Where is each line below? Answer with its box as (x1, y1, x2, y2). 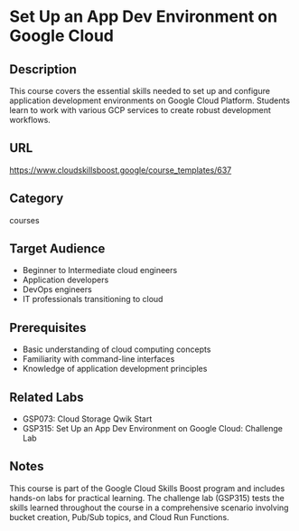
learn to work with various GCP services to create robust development (9, 105, 271, 115)
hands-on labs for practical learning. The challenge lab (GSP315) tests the (9, 492, 285, 503)
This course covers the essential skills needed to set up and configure (9, 86, 271, 96)
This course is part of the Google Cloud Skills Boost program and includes (9, 482, 285, 494)
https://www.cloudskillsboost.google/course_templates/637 (9, 165, 232, 175)
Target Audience (9, 242, 106, 257)
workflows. (9, 115, 51, 125)
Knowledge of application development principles (22, 364, 208, 375)
